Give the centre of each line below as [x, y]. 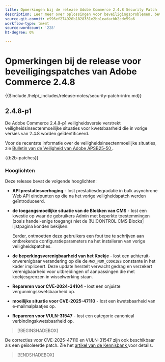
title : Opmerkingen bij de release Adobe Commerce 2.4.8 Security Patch [81, 10]
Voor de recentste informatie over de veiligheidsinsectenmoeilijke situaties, [81, 143]
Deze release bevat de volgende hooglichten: [51, 181]
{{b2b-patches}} [22, 157]
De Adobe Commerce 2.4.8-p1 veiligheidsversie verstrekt [63, 123]
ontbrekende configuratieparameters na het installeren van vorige [79, 241]
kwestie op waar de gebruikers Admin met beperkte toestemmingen [81, 216]
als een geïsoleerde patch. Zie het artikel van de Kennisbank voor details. [79, 345]
